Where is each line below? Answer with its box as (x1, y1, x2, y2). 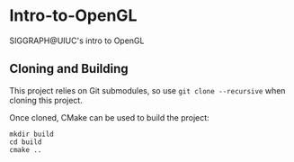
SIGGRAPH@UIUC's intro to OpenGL (9, 35, 145, 46)
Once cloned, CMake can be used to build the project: (9, 112, 209, 122)
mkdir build (9, 130, 54, 139)
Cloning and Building (9, 61, 129, 76)
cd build (9, 137, 42, 147)
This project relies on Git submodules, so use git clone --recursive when (9, 85, 286, 95)
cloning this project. (9, 94, 83, 105)
